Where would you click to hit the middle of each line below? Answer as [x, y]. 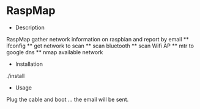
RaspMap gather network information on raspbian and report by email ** [98, 39]
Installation [29, 64]
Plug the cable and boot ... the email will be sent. [68, 99]
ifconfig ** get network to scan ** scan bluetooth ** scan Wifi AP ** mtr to [100, 46]
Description [30, 27]
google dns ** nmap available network [55, 52]
